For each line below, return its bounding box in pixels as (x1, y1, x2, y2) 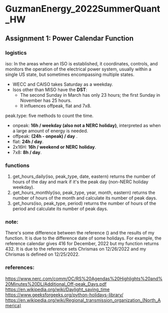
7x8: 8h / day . (12, 149, 42, 155)
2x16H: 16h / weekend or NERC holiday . (12, 144, 96, 150)
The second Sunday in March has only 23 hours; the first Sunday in (20, 92, 160, 98)
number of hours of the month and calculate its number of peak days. (12, 195, 157, 201)
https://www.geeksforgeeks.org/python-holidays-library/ (5, 292, 124, 298)
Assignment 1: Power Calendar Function (5, 34, 134, 43)
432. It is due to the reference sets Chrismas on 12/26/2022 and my (5, 246, 146, 252)
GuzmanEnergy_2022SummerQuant (5, 3, 160, 15)
